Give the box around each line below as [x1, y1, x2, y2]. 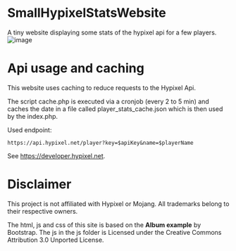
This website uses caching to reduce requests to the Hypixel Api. [7, 83, 196, 92]
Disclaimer [7, 176, 72, 193]
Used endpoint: [7, 125, 52, 134]
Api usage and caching [7, 60, 144, 77]
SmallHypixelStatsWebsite [7, 5, 167, 21]
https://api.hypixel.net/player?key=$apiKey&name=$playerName [7, 139, 194, 146]
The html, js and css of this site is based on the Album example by [7, 220, 201, 229]
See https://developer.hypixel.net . [7, 151, 106, 160]
